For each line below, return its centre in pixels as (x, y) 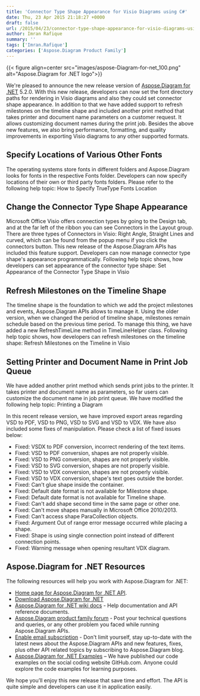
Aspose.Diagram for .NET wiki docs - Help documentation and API (96, 605)
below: (14, 435)
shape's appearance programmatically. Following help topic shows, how (95, 259)
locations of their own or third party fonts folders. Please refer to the (90, 182)
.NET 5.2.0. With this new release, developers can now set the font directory (100, 92)
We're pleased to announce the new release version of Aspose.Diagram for (98, 85)
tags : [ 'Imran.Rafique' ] (37, 45)
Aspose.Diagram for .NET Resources (76, 567)
